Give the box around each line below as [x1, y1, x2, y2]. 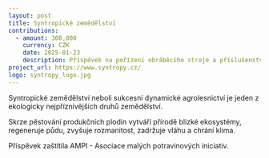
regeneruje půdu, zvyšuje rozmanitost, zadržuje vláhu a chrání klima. [8, 125, 236, 135]
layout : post [8, 11, 52, 20]
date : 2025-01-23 [22, 49, 81, 57]
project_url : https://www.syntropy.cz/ [8, 64, 142, 72]
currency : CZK [22, 41, 70, 49]
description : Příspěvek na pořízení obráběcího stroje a [22, 57, 217, 65]
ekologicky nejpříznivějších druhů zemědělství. [8, 101, 163, 111]
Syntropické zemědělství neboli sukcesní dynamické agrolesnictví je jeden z [8, 93, 259, 102]
